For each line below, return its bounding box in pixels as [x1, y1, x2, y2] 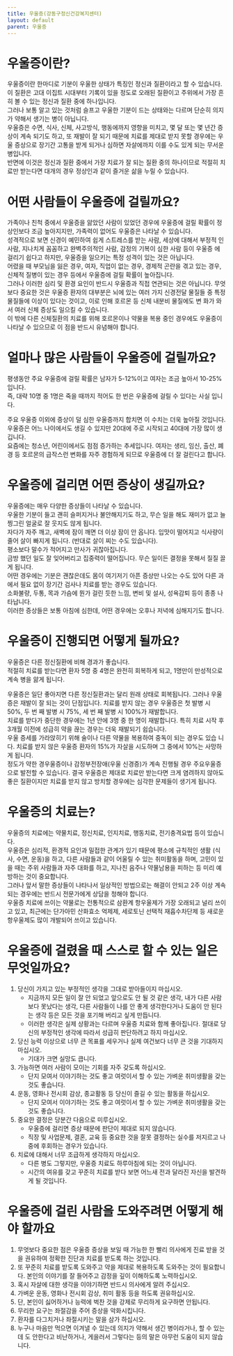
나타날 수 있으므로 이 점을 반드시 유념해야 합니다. [7, 323, 139, 331]
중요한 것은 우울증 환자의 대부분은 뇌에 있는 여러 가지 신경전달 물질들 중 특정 [19, 288, 226, 296]
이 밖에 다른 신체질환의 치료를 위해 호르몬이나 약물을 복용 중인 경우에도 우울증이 [7, 315, 223, 323]
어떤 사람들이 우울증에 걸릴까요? [7, 194, 180, 210]
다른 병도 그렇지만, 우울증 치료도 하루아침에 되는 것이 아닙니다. [27, 1159, 197, 1167]
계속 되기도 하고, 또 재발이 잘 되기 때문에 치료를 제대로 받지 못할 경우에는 [19, 132, 217, 140]
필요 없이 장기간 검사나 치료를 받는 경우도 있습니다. [19, 580, 158, 589]
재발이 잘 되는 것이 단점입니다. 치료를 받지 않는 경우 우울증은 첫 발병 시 [19, 699, 211, 707]
